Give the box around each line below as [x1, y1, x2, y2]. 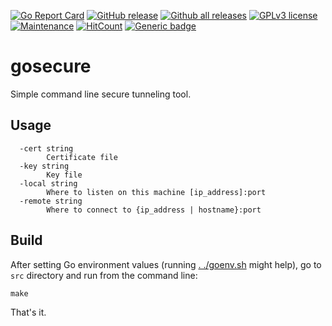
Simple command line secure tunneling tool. [10, 88, 192, 100]
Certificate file [46, 152, 118, 162]
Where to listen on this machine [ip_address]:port [46, 187, 267, 197]
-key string [19, 161, 70, 171]
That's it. [10, 306, 47, 318]
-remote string [19, 196, 83, 206]
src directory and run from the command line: [10, 269, 198, 281]
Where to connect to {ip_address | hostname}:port [46, 205, 262, 215]
